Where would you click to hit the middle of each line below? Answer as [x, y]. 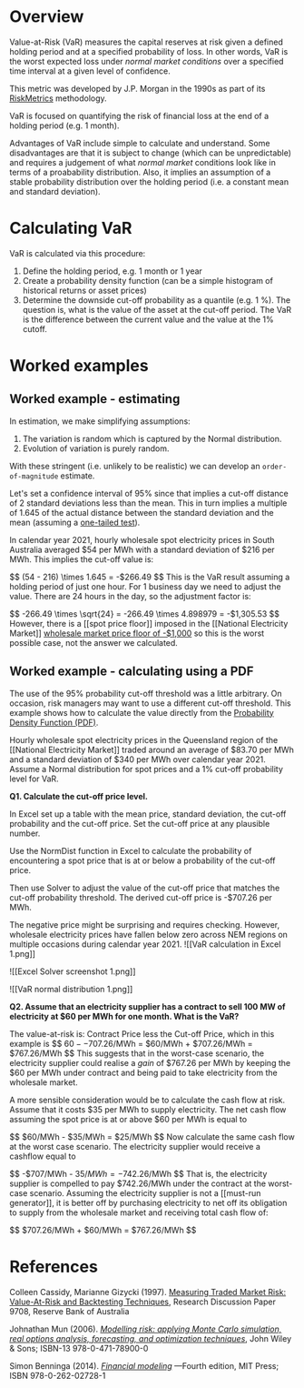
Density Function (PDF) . [54, 722]
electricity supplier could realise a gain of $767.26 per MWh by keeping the [150, 1062]
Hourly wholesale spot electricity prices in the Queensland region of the [144, 739]
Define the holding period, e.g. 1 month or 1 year [112, 271]
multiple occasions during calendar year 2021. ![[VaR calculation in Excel [145, 944]
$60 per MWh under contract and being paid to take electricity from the [144, 1072]
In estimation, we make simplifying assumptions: [100, 421]
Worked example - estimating [95, 399]
